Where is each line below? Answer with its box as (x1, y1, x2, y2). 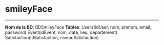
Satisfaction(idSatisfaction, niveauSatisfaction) (5, 34, 99, 40)
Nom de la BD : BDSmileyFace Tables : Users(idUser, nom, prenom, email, (5, 24, 152, 30)
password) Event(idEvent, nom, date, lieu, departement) (5, 29, 118, 35)
